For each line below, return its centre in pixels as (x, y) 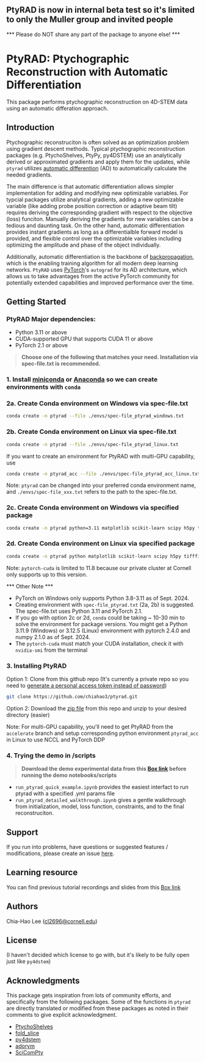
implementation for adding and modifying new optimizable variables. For (97, 193)
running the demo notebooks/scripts (69, 775)
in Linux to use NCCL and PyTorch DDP (56, 739)
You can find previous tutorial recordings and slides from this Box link (94, 887)
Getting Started (36, 302)
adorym (25, 1046)
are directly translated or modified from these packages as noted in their (97, 1008)
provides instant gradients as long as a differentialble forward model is (95, 232)
